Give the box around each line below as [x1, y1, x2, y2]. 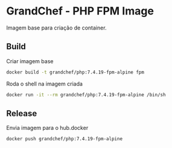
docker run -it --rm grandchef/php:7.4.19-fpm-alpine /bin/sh [6, 91, 166, 97]
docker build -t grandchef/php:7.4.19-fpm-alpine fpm [6, 69, 145, 75]
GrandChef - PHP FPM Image [6, 4, 154, 18]
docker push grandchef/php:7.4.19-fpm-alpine [6, 136, 123, 142]
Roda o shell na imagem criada [6, 80, 83, 87]
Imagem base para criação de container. [6, 24, 107, 31]
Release [6, 108, 37, 119]
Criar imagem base [6, 57, 54, 64]
